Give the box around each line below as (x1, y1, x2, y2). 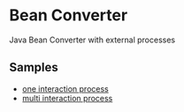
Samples (9, 60, 59, 75)
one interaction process (21, 83, 109, 93)
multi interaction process (21, 93, 113, 103)
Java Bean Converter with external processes (9, 34, 175, 45)
